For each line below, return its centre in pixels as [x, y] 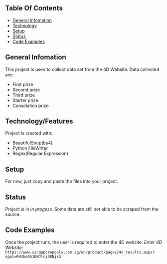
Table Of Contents [34, 8]
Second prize [26, 89]
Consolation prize [30, 105]
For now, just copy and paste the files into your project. [62, 181]
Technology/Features [39, 121]
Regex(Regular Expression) [40, 153]
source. [13, 214]
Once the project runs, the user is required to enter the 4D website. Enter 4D [84, 242]
